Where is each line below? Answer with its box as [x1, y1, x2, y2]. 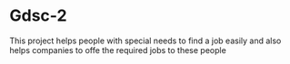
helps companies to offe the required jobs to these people [9, 44, 227, 55]
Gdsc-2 [9, 5, 67, 26]
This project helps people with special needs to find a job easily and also [9, 35, 282, 46]
